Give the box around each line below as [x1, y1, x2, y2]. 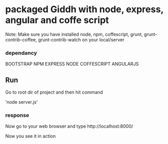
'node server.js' [5, 99, 38, 105]
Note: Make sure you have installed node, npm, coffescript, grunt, [5, 31, 143, 37]
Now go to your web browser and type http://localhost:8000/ [5, 123, 133, 129]
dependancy [5, 49, 37, 56]
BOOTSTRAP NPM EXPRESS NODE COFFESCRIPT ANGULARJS [5, 61, 139, 67]
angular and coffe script [5, 14, 109, 26]
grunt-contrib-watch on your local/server [38, 37, 125, 43]
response [5, 111, 30, 119]
